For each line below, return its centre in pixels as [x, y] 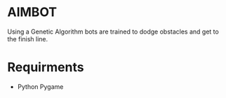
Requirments [46, 68]
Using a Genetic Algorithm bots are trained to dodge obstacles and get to [113, 31]
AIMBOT [32, 12]
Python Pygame [40, 86]
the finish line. [28, 38]
